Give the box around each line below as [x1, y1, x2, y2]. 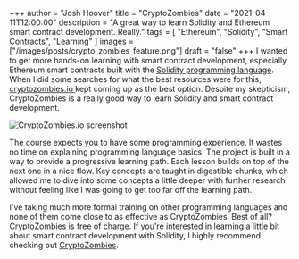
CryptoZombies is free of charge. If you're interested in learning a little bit [9, 221, 279, 231]
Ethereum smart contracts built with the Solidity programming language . [9, 64, 275, 75]
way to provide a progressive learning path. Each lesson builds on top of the [9, 156, 290, 166]
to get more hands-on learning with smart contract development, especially [9, 55, 287, 65]
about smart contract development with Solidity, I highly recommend [9, 230, 262, 240]
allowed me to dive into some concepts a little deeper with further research [9, 175, 286, 186]
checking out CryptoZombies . [9, 240, 119, 250]
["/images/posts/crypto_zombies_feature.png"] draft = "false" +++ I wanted [9, 46, 288, 56]
